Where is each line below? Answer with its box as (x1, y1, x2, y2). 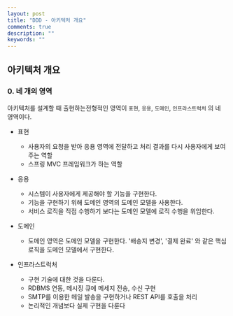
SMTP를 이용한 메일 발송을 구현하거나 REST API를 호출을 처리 (27, 292, 198, 301)
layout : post (7, 10, 45, 17)
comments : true (7, 23, 52, 30)
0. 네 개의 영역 (7, 87, 52, 96)
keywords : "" (7, 36, 45, 43)
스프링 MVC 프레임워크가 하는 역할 (27, 159, 122, 168)
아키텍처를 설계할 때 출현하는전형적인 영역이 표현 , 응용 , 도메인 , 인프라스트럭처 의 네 (7, 103, 222, 112)
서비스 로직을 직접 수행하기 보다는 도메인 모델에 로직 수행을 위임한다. (27, 207, 215, 215)
